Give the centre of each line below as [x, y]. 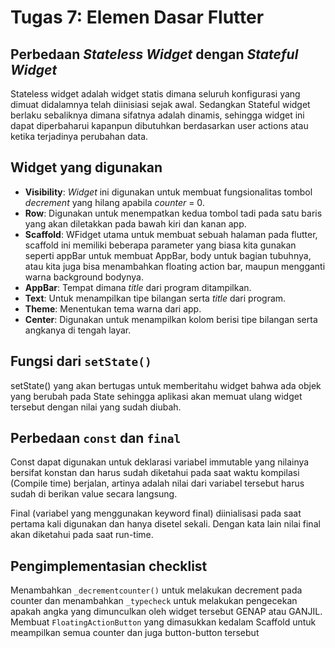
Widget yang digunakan [86, 167]
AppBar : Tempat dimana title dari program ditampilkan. [138, 287]
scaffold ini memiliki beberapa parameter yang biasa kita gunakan [160, 245]
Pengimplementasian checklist [109, 566]
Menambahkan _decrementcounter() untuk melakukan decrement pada [156, 590]
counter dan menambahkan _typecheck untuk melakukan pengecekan [154, 601]
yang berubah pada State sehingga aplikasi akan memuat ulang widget [156, 396]
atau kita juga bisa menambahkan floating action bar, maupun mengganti [175, 266]
